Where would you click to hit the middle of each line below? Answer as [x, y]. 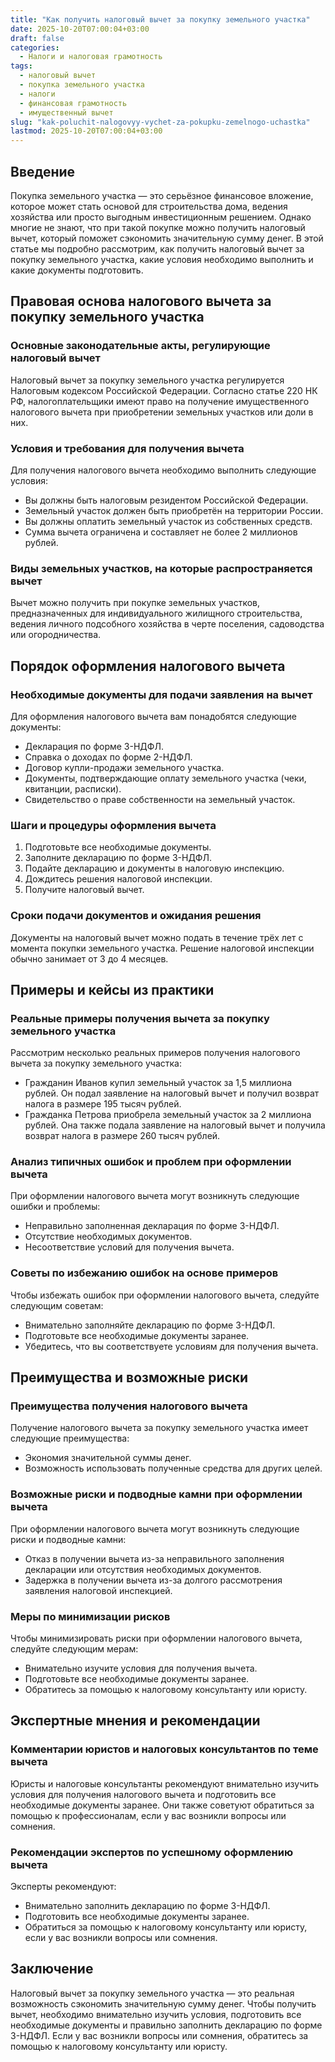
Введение [43, 171]
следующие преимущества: [70, 1438]
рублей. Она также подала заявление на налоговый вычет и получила [175, 1125]
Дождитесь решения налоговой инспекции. [118, 879]
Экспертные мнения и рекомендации [135, 1721]
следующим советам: [57, 1305]
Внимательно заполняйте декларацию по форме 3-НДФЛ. [150, 1325]
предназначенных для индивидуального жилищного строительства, [156, 613]
